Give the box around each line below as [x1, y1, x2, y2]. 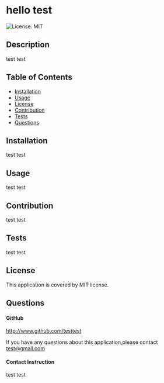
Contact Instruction [6, 358, 55, 365]
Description [6, 40, 50, 50]
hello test [6, 4, 53, 17]
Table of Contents [6, 73, 73, 82]
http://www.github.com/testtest [6, 327, 82, 334]
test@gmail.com [6, 345, 46, 352]
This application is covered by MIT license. [6, 281, 109, 288]
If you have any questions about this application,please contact [6, 339, 158, 346]
